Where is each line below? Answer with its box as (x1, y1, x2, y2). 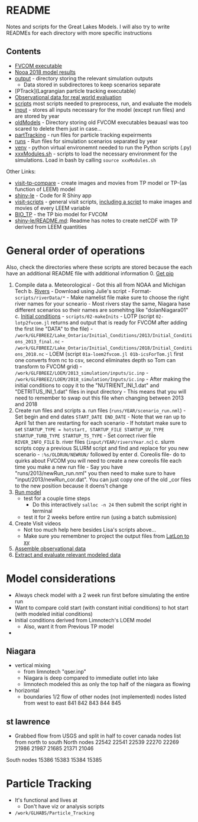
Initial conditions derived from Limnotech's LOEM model (14, 616, 152, 623)
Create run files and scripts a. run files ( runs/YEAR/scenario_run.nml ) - (14, 407, 186, 414)
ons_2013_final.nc (14, 339, 60, 345)
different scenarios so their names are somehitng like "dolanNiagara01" (14, 306, 189, 313)
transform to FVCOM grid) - (14, 363, 83, 370)
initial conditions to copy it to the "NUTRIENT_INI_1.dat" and (14, 382, 160, 389)
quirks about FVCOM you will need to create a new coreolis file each (14, 457, 182, 464)
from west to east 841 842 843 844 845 (23, 700, 121, 707)
